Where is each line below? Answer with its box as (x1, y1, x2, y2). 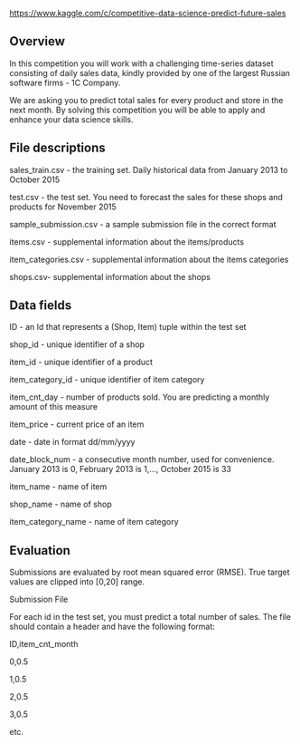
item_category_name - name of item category (9, 517, 179, 527)
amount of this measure (9, 401, 98, 412)
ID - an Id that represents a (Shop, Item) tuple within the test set (9, 322, 247, 333)
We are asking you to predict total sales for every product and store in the (9, 94, 284, 105)
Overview (9, 34, 66, 49)
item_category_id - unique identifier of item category (9, 374, 205, 385)
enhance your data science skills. (9, 113, 134, 125)
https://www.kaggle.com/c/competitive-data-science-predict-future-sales (9, 8, 286, 18)
